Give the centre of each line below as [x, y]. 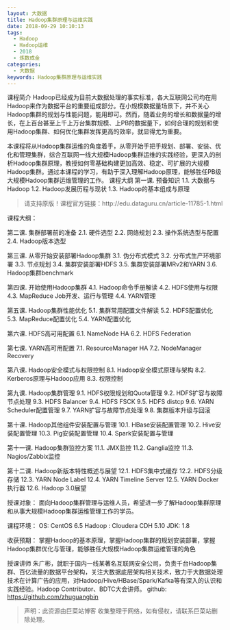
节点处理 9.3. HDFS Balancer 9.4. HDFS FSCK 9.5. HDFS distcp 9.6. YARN [111, 402]
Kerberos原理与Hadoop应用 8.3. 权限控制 [65, 379]
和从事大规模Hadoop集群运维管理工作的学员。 [73, 512]
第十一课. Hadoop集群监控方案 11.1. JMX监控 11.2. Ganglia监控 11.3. [100, 448]
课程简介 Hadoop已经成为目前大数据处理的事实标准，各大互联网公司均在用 [112, 97]
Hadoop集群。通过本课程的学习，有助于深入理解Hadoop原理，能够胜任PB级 [114, 172]
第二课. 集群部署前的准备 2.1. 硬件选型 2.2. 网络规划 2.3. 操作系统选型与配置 [113, 233]
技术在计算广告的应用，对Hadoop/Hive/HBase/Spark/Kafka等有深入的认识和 [115, 581]
